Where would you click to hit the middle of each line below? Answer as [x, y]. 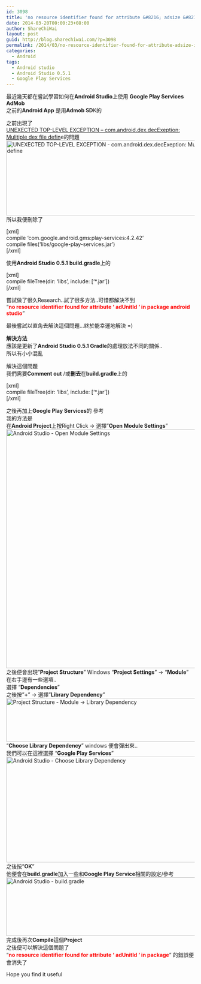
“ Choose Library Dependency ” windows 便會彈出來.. [72, 746]
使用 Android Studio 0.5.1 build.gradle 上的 [58, 263]
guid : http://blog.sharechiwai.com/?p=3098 [61, 40]
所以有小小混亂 [25, 353]
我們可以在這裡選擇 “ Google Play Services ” [60, 753]
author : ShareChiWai [32, 28]
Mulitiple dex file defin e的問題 [43, 137]
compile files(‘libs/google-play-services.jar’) [61, 244]
